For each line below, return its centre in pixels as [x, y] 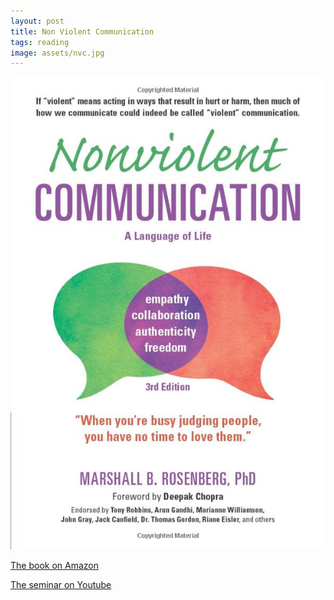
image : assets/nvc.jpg [57, 53]
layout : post [37, 21]
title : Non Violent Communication [82, 31]
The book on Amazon [54, 566]
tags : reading [40, 42]
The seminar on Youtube [61, 585]
